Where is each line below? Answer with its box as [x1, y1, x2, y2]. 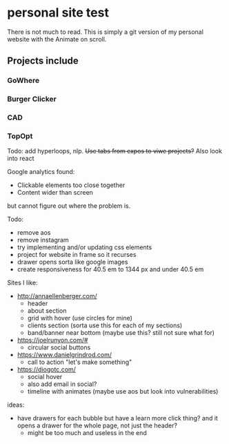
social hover [27, 373, 63, 381]
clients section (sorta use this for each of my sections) [27, 321, 183, 329]
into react [7, 154, 34, 163]
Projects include [7, 55, 79, 67]
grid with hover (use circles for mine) [27, 314, 133, 322]
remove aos [17, 229, 51, 237]
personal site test [7, 5, 109, 21]
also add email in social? [27, 380, 97, 388]
